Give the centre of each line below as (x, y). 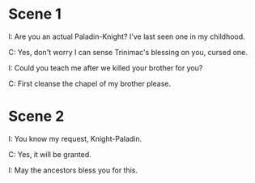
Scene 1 (35, 14)
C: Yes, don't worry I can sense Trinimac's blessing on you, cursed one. (128, 52)
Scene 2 (36, 116)
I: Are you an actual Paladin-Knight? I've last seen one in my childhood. (127, 36)
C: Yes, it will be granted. (50, 154)
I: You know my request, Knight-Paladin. (75, 138)
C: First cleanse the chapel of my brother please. (90, 83)
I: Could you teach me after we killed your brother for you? (106, 68)
